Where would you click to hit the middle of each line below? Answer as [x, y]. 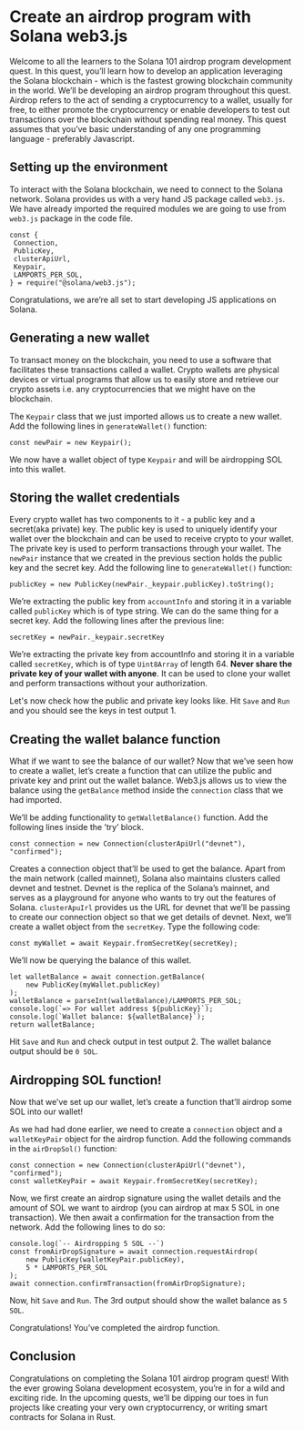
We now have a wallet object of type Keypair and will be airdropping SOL [146, 459]
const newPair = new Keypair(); [71, 442]
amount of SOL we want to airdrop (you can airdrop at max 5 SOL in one [145, 1207]
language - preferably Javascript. [72, 138]
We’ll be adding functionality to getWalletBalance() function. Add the [139, 817]
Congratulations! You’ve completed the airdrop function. [115, 1328]
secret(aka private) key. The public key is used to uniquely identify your [143, 529]
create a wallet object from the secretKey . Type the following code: [135, 927]
